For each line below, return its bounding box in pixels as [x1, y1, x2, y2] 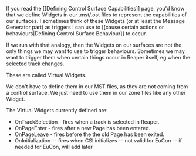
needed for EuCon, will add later [14, 144, 93, 150]
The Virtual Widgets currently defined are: [6, 107, 108, 114]
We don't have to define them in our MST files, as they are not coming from [6, 83, 188, 90]
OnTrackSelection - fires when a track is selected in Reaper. [14, 118, 160, 125]
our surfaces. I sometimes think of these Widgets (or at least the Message [6, 18, 185, 24]
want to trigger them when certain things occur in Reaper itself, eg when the [6, 54, 191, 61]
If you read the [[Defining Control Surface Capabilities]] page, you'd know [6, 5, 185, 12]
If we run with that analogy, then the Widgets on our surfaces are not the [6, 41, 182, 48]
